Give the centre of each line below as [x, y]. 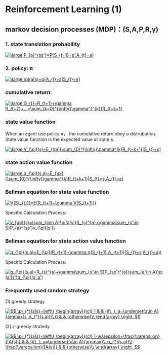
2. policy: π [19, 68]
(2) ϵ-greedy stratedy [28, 326]
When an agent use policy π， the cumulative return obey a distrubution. [81, 133]
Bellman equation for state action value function [66, 241]
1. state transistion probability [43, 44]
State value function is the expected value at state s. [60, 139]
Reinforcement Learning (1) [64, 9]
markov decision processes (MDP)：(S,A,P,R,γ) [82, 29]
